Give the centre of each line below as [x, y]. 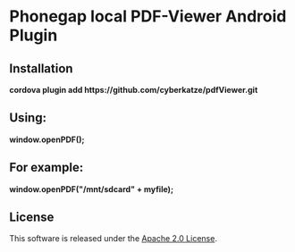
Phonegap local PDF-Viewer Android [148, 17]
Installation [41, 68]
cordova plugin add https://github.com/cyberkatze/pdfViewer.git [134, 90]
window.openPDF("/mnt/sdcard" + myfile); [92, 189]
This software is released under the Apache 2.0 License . [113, 239]
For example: [46, 168]
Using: [28, 118]
